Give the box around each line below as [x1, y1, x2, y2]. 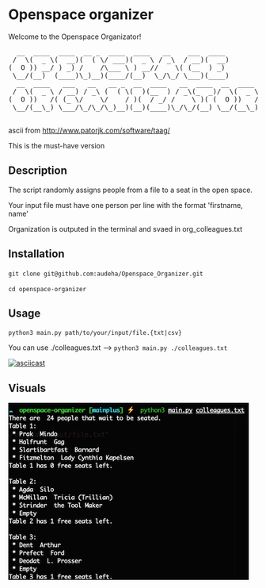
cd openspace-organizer [8, 285, 87, 293]
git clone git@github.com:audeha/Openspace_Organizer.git [8, 270, 203, 278]
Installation [8, 248, 65, 261]
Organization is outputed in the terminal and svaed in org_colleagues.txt [8, 224, 243, 233]
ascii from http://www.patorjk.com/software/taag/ [8, 125, 170, 135]
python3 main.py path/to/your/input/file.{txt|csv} [8, 329, 182, 337]
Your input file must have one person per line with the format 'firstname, [8, 200, 243, 209]
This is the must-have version [8, 140, 105, 150]
